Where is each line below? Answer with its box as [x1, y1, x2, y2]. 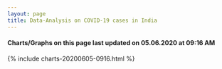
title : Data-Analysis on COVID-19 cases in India [7, 17, 158, 24]
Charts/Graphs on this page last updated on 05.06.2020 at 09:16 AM [7, 39, 216, 47]
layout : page [7, 10, 46, 18]
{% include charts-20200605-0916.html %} [7, 54, 135, 63]
